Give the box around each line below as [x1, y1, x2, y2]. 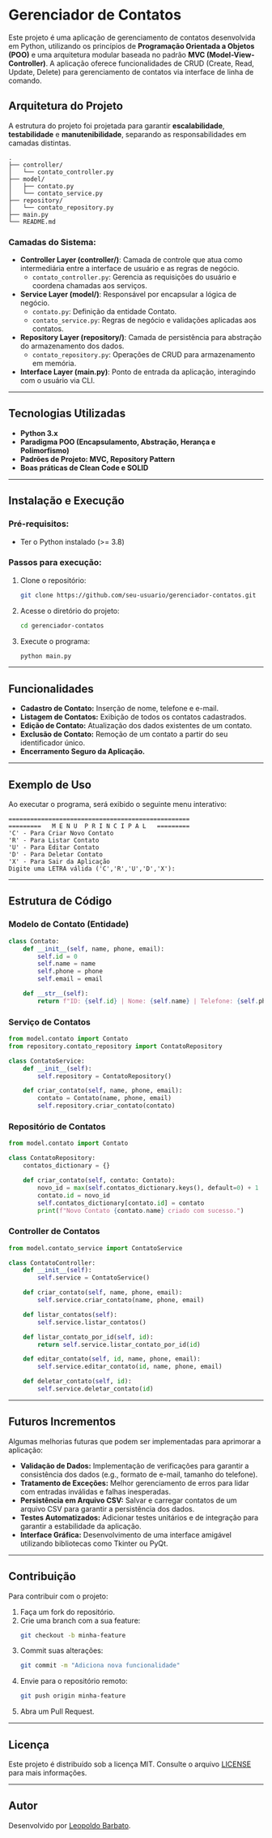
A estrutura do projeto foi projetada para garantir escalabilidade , [8, 120, 225, 131]
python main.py [19, 652, 72, 660]
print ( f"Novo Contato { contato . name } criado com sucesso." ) [37, 1206, 244, 1215]
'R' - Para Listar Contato [8, 836, 100, 845]
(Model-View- [206, 50, 255, 59]
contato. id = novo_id [37, 1191, 111, 1199]
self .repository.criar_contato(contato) [37, 1102, 176, 1110]
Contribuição [8, 1569, 77, 1584]
